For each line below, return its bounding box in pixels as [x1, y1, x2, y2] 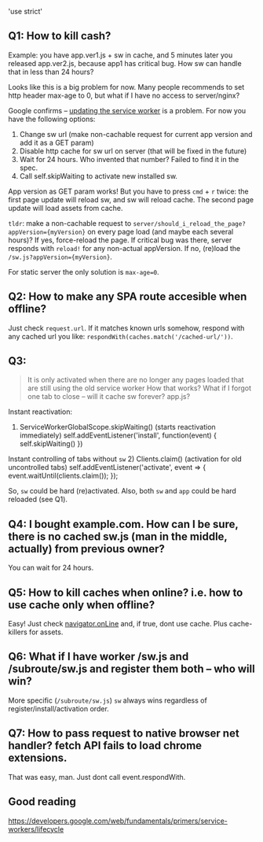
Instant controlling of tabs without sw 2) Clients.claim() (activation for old [8, 454, 242, 463]
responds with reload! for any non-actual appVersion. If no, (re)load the [8, 243, 241, 253]
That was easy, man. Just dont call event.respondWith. [8, 772, 186, 781]
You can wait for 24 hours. [8, 563, 94, 573]
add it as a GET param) [19, 138, 94, 147]
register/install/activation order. [8, 704, 110, 713]
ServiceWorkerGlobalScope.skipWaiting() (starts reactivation [19, 423, 216, 432]
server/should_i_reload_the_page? [133, 220, 246, 227]
